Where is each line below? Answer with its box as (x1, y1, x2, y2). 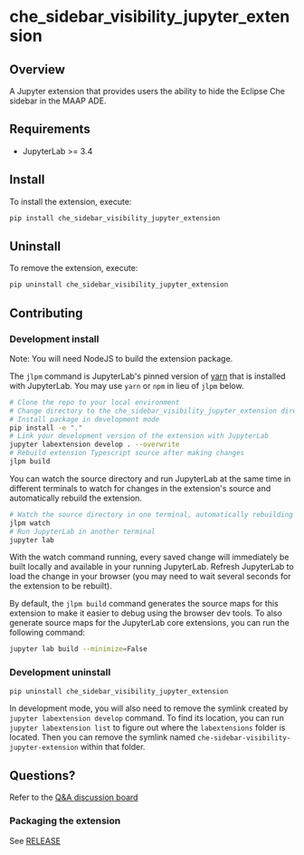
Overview (9, 62, 66, 77)
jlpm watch (9, 519, 51, 528)
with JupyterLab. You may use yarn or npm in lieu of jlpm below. (9, 380, 244, 391)
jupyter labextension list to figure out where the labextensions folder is (9, 723, 286, 734)
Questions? (9, 768, 76, 783)
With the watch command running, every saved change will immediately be (9, 551, 290, 563)
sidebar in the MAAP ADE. (9, 95, 107, 106)
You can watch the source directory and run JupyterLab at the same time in (9, 473, 291, 484)
